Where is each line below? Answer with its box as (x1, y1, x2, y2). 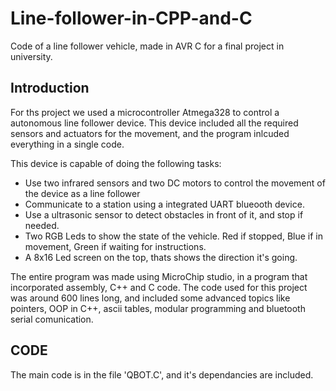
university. (10, 50, 53, 62)
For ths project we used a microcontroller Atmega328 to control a (10, 106, 280, 118)
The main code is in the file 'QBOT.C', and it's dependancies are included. (10, 368, 314, 381)
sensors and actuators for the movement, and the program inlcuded (10, 127, 290, 139)
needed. (24, 219, 60, 231)
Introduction (10, 80, 90, 97)
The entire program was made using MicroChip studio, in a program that (10, 270, 308, 282)
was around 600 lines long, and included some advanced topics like (10, 292, 291, 304)
